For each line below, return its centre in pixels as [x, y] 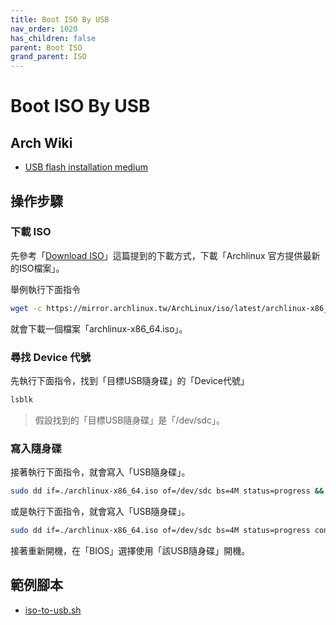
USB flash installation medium [86, 167]
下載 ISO [31, 232]
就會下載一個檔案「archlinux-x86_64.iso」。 [99, 328]
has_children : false [53, 38]
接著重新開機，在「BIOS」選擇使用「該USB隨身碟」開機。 [130, 550]
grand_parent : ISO [48, 57]
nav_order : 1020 [44, 29]
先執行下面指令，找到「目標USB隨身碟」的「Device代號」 [130, 380]
